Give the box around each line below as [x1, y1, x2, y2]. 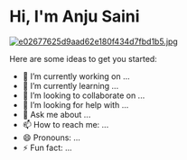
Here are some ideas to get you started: [9, 53, 158, 64]
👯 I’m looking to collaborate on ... [22, 90, 145, 101]
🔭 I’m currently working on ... [22, 70, 130, 82]
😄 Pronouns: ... [22, 132, 81, 143]
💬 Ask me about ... [22, 109, 91, 120]
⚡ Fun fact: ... [22, 142, 72, 153]
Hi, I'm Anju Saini [9, 6, 140, 27]
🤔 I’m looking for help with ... [22, 99, 129, 110]
